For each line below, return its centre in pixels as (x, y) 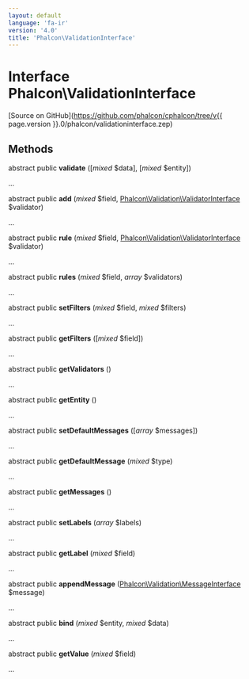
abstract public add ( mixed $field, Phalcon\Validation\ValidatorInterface (124, 198)
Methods (31, 149)
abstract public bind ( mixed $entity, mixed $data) (89, 623)
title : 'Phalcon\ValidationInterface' (72, 38)
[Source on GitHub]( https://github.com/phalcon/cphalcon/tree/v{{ (115, 116)
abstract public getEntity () (53, 400)
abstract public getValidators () (60, 369)
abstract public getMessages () (60, 492)
